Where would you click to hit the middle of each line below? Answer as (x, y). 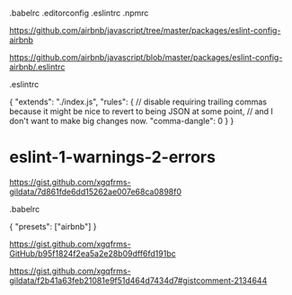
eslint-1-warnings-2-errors (112, 157)
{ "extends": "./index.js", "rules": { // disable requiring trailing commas (138, 102)
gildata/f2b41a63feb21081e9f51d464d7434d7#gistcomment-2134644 (138, 280)
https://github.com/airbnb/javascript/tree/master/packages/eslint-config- (145, 30)
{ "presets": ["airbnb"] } (53, 226)
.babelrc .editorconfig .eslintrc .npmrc (79, 13)
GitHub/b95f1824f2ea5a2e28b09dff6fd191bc (93, 253)
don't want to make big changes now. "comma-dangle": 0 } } (122, 121)
